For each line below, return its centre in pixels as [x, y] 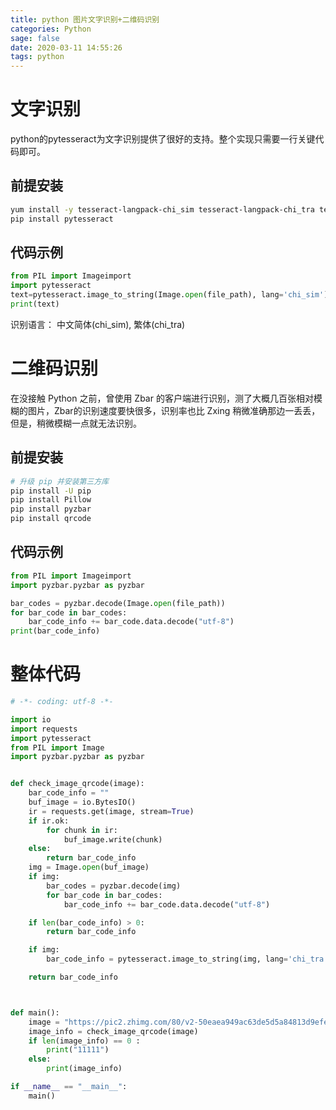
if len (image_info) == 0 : [84, 1041]
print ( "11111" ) [78, 1050]
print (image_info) [84, 1069]
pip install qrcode [51, 519]
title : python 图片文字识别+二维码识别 [85, 19]
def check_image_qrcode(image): [77, 784]
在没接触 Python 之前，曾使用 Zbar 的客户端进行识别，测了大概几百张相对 [162, 398]
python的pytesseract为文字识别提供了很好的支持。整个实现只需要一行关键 [163, 139]
